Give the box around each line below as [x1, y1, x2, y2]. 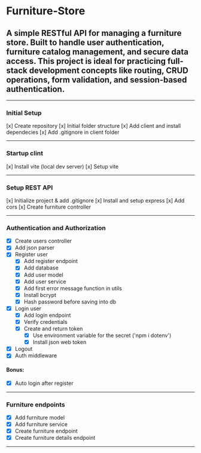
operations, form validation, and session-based [6, 75, 187, 85]
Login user [14, 305, 42, 312]
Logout [14, 345, 33, 353]
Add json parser [14, 244, 55, 252]
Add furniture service [14, 420, 68, 428]
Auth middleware [14, 352, 57, 359]
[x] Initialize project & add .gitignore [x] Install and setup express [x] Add [6, 197, 185, 204]
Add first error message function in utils [23, 284, 123, 292]
